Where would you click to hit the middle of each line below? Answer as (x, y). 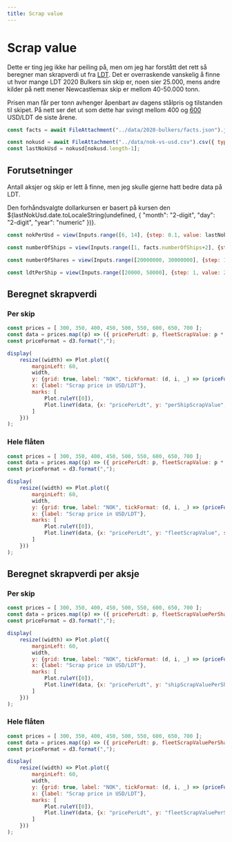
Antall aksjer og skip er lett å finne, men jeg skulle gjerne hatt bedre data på (115, 187)
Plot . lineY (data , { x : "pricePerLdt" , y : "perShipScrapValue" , (135, 405)
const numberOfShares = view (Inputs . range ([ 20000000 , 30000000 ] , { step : (114, 260)
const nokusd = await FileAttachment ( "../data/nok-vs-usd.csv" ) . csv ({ (111, 143)
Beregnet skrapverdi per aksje (73, 574)
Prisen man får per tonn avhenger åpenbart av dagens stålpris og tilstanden (115, 102)
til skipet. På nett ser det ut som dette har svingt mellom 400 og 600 (104, 110)
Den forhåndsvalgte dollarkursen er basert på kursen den (89, 208)
